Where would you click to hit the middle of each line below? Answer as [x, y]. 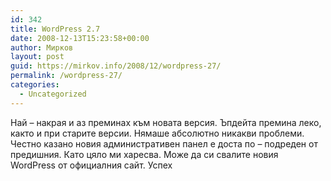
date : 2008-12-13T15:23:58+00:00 [80, 38]
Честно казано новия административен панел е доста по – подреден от [164, 143]
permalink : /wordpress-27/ [66, 76]
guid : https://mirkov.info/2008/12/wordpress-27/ [116, 66]
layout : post [37, 57]
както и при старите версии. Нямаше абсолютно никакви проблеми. [157, 133]
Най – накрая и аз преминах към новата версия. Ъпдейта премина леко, [166, 122]
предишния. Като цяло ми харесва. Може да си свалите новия [144, 154]
